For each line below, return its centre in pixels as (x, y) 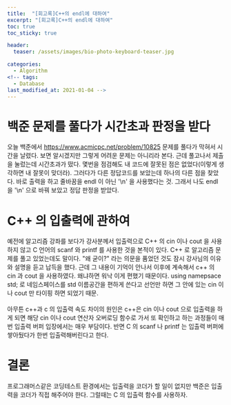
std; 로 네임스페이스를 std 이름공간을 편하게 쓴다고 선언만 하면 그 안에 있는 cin (112, 285)
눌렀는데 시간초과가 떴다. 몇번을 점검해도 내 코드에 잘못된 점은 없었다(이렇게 (115, 164)
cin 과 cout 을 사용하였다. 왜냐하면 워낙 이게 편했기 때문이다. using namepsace (114, 276)
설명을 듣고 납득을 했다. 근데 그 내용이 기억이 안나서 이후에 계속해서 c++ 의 (114, 267)
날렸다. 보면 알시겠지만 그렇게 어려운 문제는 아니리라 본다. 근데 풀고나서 (115, 156)
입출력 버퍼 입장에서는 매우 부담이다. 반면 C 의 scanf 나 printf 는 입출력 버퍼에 (119, 327)
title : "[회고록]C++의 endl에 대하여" (59, 13)
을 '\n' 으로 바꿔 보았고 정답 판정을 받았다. (63, 190)
